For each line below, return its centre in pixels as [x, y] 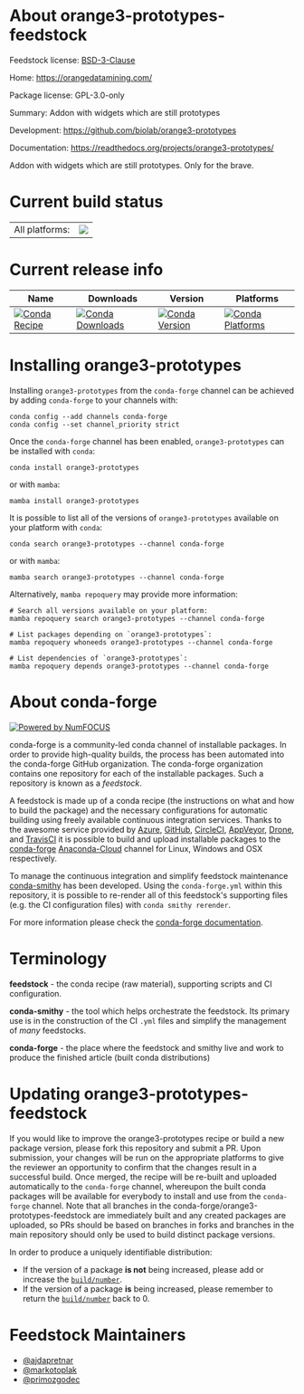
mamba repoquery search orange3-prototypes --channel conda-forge [137, 618]
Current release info [86, 270]
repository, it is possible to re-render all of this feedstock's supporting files [148, 895]
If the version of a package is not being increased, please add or [143, 1269]
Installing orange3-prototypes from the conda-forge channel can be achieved [152, 390]
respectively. [33, 858]
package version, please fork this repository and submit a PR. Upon [135, 1148]
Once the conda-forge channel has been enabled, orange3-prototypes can [147, 441]
